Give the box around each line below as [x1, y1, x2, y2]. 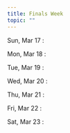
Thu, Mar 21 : [7, 90, 45, 99]
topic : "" [7, 17, 36, 24]
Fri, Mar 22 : [7, 104, 42, 112]
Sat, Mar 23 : [7, 117, 44, 126]
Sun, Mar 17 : [7, 36, 44, 44]
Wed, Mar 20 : [7, 76, 48, 85]
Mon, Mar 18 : [7, 50, 46, 58]
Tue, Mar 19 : [7, 63, 44, 71]
